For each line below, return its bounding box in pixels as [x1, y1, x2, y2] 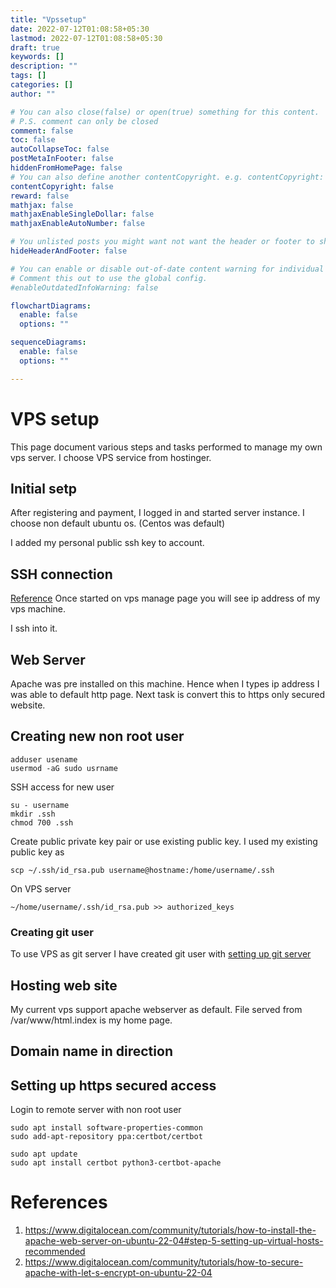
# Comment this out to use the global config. [10, 273, 208, 283]
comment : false [10, 126, 74, 136]
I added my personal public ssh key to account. [10, 537, 205, 549]
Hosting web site [10, 977, 118, 994]
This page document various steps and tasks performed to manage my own [10, 441, 323, 453]
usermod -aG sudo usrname [10, 763, 118, 773]
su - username [10, 800, 70, 810]
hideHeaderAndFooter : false [10, 246, 128, 256]
